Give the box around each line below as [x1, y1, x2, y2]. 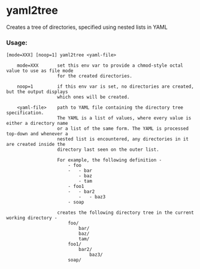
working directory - [6, 215, 58, 221]
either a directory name [6, 121, 68, 127]
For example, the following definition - [57, 157, 162, 163]
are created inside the [6, 142, 66, 148]
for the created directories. [57, 73, 133, 79]
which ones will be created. [57, 94, 130, 100]
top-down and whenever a [6, 131, 68, 137]
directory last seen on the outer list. [57, 147, 160, 153]
